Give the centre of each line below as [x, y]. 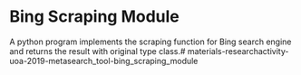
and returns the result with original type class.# [97, 51]
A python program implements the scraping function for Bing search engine [150, 42]
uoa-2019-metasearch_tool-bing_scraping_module [104, 61]
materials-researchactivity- [238, 51]
